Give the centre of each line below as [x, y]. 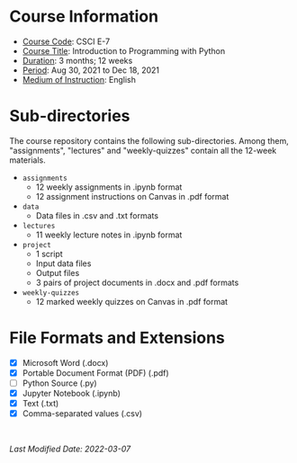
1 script [49, 254]
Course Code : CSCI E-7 [66, 41]
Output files [58, 272]
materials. [28, 160]
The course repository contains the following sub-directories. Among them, [149, 140]
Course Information [84, 17]
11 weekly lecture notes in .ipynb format [109, 235]
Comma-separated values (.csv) [82, 414]
